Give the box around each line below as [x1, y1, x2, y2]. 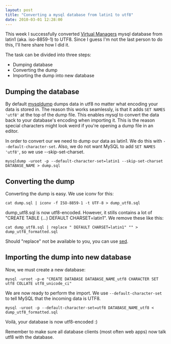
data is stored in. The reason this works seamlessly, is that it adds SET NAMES [5, 106, 165, 112]
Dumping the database [5, 87, 80, 96]
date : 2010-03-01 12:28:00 [5, 17, 63, 22]
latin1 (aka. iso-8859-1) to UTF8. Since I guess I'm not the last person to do [5, 36, 163, 42]
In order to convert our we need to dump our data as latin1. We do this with [5, 138, 162, 144]
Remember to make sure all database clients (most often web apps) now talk [5, 328, 166, 335]
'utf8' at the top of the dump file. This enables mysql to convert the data [5, 112, 159, 118]
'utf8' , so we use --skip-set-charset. [5, 149, 85, 155]
